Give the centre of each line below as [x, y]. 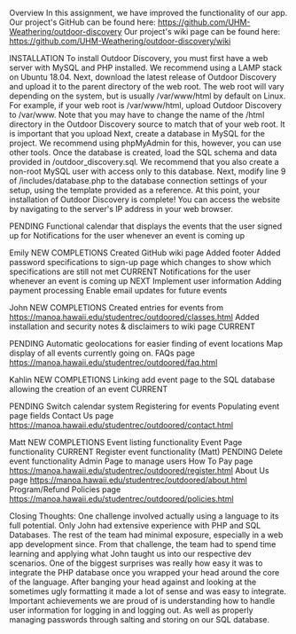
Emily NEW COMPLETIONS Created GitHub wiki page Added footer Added [145, 253]
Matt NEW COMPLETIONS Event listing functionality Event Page [126, 442]
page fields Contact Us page [62, 415]
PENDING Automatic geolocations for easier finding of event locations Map [146, 344]
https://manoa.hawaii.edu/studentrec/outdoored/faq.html [113, 362]
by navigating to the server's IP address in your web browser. [121, 209]
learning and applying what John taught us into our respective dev [131, 554]
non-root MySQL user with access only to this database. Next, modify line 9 [148, 171]
